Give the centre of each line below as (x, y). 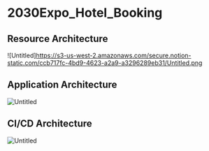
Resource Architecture (58, 39)
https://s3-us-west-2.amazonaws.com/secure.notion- (114, 55)
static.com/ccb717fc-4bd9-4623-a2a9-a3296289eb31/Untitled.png (105, 63)
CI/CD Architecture (50, 124)
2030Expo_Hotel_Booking (85, 13)
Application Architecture (62, 85)
